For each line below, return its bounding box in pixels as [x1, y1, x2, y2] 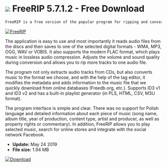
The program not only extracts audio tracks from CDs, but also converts [5, 69, 153, 75]
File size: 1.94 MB [12, 147, 49, 153]
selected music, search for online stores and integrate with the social [5, 126, 147, 132]
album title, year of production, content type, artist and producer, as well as [5, 116, 160, 122]
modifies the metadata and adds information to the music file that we [5, 79, 147, 85]
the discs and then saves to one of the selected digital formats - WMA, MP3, [5, 43, 162, 49]
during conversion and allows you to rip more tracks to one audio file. [5, 59, 148, 65]
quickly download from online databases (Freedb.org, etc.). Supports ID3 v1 [5, 85, 161, 91]
